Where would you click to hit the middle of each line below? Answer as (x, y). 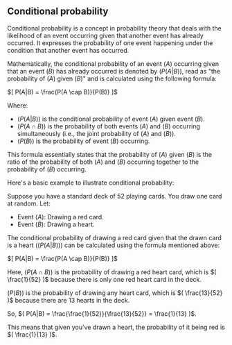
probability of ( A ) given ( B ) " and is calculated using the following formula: (112, 78)
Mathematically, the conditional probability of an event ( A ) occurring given (113, 64)
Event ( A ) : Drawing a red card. (60, 217)
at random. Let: (29, 203)
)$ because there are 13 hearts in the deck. (69, 300)
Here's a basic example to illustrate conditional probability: (91, 183)
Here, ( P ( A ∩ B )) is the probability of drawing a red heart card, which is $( (112, 272)
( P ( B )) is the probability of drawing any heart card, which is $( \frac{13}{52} (115, 293)
